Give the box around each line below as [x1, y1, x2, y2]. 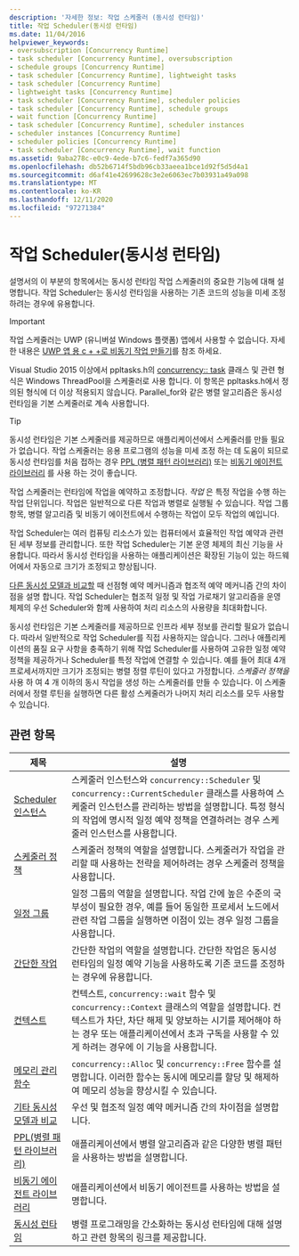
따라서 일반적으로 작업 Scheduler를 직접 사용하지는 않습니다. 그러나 [20, 632, 255, 642]
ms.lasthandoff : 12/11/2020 [9, 195, 114, 205]
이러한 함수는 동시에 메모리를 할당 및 [109, 1071, 253, 1083]
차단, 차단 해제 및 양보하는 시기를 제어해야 [106, 1014, 271, 1026]
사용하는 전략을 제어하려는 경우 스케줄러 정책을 [101, 857, 286, 869]
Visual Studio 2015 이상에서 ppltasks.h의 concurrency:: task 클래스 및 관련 [9, 364, 276, 375]
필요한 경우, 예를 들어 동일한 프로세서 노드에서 [98, 901, 279, 913]
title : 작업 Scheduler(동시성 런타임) [9, 21, 138, 30]
